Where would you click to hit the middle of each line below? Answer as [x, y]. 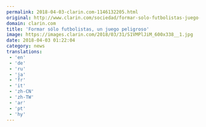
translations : [25, 52]
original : [19, 18]
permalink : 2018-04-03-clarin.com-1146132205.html [72, 12]
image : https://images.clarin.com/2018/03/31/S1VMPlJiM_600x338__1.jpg [100, 35]
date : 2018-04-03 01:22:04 [41, 40]
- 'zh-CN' [21, 92]
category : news [26, 46]
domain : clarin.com [31, 23]
